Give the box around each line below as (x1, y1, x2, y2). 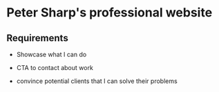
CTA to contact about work (16, 64, 94, 71)
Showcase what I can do (16, 50, 87, 58)
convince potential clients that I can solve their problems (16, 77, 178, 85)
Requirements (6, 32, 68, 44)
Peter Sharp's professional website (6, 5, 213, 21)
